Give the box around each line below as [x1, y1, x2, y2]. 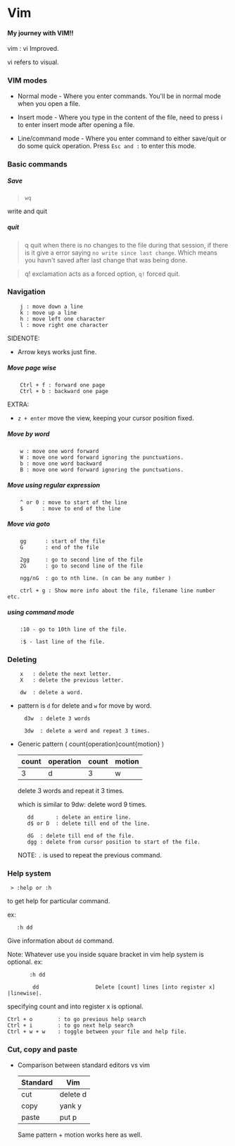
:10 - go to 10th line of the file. [20, 626, 128, 633]
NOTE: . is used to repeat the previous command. [17, 850, 162, 859]
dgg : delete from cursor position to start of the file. [27, 838, 201, 845]
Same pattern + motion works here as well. [17, 1130, 142, 1139]
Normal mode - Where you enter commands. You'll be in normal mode [17, 92, 222, 100]
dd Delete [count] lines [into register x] [32, 984, 216, 991]
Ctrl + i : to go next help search [7, 1022, 134, 1030]
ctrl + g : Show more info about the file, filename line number [20, 587, 216, 594]
